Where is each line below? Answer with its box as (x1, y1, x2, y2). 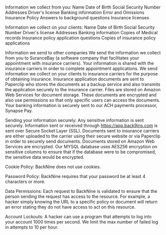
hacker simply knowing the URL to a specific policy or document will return (5, 199, 158, 205)
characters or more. (5, 178, 45, 184)
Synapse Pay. (5, 108, 33, 114)
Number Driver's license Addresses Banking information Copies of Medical (5, 30, 158, 35)
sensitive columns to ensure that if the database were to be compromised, (5, 149, 157, 155)
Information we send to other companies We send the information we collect (5, 50, 161, 56)
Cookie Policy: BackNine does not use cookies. (5, 164, 101, 170)
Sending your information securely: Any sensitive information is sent (5, 117, 144, 123)
